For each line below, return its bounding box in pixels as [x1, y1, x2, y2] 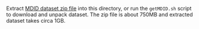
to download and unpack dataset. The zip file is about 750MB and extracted [6, 11, 193, 18]
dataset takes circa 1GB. [6, 17, 66, 24]
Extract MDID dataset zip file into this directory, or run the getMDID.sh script [6, 5, 192, 12]
